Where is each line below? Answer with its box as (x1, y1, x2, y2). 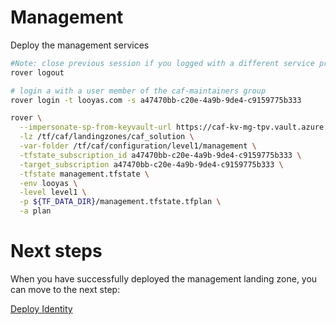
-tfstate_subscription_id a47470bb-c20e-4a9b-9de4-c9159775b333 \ (19, 150, 302, 160)
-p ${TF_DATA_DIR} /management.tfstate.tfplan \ (19, 197, 222, 207)
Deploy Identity (10, 303, 73, 315)
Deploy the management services (10, 39, 150, 51)
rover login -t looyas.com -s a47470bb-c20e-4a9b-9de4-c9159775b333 (10, 95, 302, 105)
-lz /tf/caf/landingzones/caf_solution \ (19, 132, 195, 142)
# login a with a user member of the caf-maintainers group (10, 86, 267, 96)
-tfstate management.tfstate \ (19, 169, 150, 179)
